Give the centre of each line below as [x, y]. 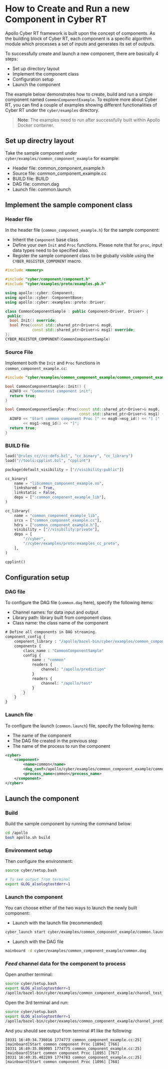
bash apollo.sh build [28, 838]
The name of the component [42, 735]
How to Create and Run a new [67, 9]
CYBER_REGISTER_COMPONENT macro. [47, 261]
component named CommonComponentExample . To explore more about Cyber [81, 99]
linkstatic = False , [35, 493]
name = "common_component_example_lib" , [57, 515]
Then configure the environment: [39, 861]
